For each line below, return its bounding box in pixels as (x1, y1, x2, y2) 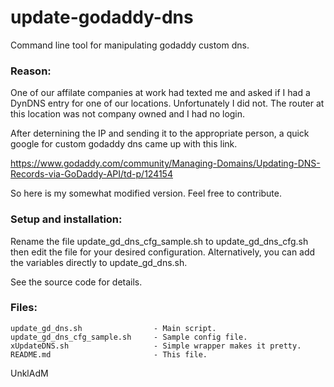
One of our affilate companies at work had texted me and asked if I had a (10, 87, 311, 99)
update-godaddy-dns (10, 6, 194, 29)
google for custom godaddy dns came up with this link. (10, 138, 238, 150)
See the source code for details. (10, 276, 143, 288)
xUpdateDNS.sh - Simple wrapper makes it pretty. (10, 341, 302, 351)
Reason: (10, 64, 52, 78)
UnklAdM (10, 367, 49, 379)
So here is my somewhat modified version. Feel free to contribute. (10, 187, 283, 200)
